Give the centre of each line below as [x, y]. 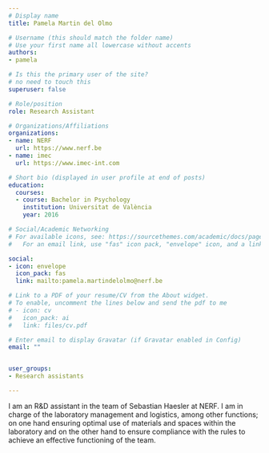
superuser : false [37, 89]
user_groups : [30, 369]
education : [26, 185]
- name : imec [30, 156]
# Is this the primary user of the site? [78, 75]
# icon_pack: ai [39, 318]
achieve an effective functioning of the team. [82, 440]
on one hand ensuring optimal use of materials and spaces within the [122, 423]
